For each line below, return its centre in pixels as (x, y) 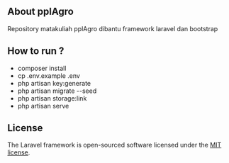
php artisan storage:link (52, 98)
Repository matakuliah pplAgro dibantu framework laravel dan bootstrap (113, 28)
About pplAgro (41, 12)
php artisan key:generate (54, 83)
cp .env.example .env (49, 75)
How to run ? (36, 51)
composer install (42, 68)
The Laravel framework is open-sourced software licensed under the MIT (114, 145)
